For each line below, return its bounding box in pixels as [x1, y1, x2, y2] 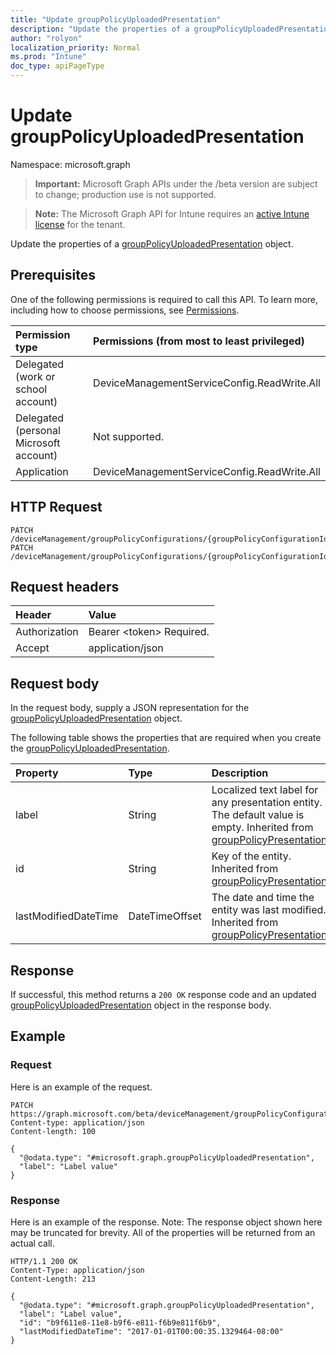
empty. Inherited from [211, 821, 314, 835]
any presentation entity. [211, 796, 323, 810]
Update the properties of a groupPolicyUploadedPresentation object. [10, 237, 294, 250]
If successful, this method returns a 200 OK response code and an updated [10, 989, 317, 1000]
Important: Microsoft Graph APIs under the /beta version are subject [34, 177, 318, 190]
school [15, 382, 48, 396]
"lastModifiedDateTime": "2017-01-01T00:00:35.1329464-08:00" [19, 1326, 284, 1336]
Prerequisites [10, 267, 96, 284]
